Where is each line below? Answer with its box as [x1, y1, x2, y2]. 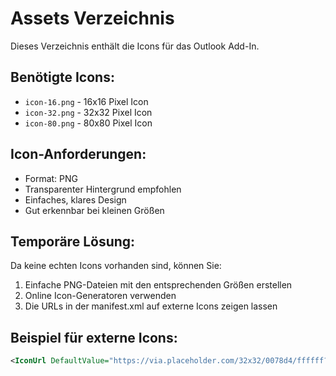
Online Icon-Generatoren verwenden [24, 290, 177, 302]
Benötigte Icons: [10, 69, 115, 86]
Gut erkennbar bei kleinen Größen [24, 204, 165, 216]
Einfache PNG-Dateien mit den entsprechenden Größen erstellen [24, 279, 293, 291]
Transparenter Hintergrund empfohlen [24, 183, 182, 195]
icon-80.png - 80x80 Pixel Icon [24, 117, 153, 129]
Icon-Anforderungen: [10, 146, 147, 163]
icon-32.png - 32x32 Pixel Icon [24, 106, 153, 118]
